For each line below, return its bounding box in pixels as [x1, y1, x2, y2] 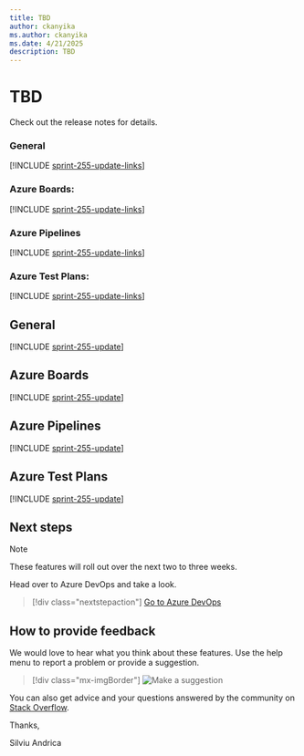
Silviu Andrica [9, 738, 62, 749]
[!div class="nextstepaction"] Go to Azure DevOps [31, 596, 222, 607]
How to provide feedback [9, 623, 156, 638]
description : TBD [9, 47, 76, 57]
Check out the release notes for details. [9, 117, 158, 128]
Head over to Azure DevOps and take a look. [9, 579, 177, 590]
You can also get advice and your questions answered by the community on [9, 692, 295, 703]
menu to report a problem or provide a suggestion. [9, 658, 200, 668]
